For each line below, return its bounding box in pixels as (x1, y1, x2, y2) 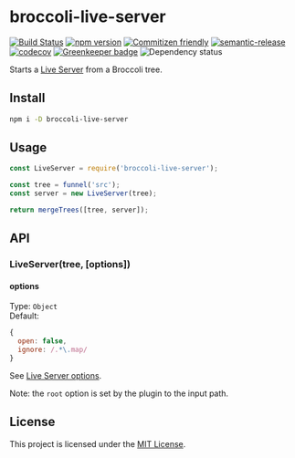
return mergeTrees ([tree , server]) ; (9, 205, 149, 215)
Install (9, 90, 46, 106)
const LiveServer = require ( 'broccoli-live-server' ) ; (9, 164, 219, 173)
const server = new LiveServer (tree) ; (9, 189, 157, 198)
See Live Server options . (9, 370, 102, 380)
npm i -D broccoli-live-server (9, 114, 129, 124)
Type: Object (9, 301, 58, 312)
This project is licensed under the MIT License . (9, 438, 186, 449)
